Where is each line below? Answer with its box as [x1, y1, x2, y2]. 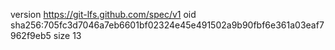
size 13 [53, 30, 82, 41]
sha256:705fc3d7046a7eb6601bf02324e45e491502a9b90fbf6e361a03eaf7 [10, 19, 325, 31]
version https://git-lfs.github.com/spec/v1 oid [10, 9, 197, 20]
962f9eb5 [10, 30, 52, 41]
